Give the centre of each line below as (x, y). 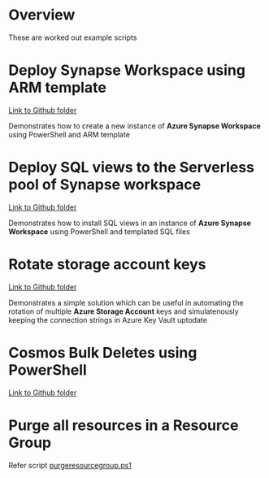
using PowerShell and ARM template (69, 134)
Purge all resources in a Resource (124, 425)
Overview (42, 15)
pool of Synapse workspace (105, 185)
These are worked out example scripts (73, 37)
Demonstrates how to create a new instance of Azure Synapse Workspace (135, 126)
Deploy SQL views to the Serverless (131, 167)
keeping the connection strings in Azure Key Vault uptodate (108, 319)
